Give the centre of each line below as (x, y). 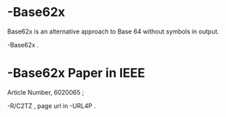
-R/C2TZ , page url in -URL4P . (52, 106)
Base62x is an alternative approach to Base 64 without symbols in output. (113, 31)
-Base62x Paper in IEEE (76, 73)
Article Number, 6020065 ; (46, 92)
